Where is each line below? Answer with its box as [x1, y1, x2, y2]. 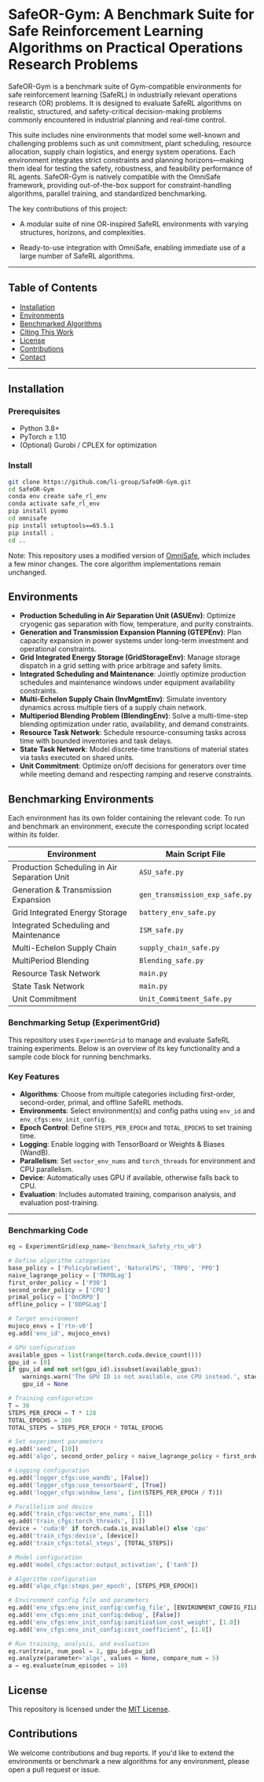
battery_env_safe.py [138, 908, 216, 917]
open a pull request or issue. [8, 1765, 101, 1774]
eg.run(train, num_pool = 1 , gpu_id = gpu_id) [8, 1647, 156, 1655]
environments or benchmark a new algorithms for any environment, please [8, 1756, 250, 1765]
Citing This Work [19, 327, 74, 336]
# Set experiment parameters [8, 1438, 104, 1446]
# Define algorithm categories [8, 1257, 111, 1265]
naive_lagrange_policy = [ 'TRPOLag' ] [8, 1271, 132, 1279]
